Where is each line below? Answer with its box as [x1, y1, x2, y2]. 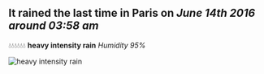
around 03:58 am [8, 19, 99, 33]
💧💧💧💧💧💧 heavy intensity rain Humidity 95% [8, 40, 146, 50]
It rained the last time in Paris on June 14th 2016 [8, 6, 256, 20]
